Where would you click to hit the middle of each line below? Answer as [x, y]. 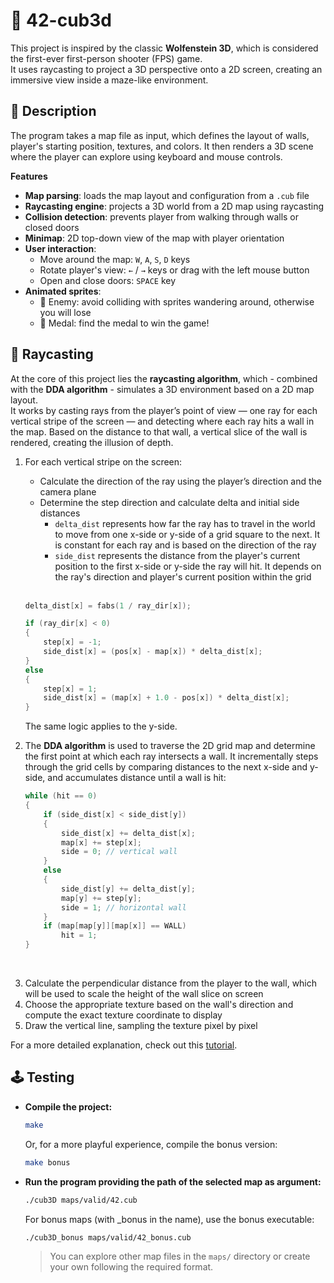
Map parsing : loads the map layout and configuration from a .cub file [167, 195]
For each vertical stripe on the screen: [103, 461]
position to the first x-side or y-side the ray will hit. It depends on [188, 566]
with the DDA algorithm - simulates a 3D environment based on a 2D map [162, 389]
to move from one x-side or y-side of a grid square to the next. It [187, 534]
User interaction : [60, 248]
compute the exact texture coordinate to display [123, 1015]
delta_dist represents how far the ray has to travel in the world [185, 523]
